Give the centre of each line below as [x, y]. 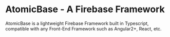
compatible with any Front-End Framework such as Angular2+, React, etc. [83, 28]
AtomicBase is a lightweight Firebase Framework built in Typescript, [77, 23]
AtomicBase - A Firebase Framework [85, 9]
